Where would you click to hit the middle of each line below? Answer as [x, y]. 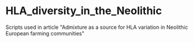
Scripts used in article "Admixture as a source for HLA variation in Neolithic [97, 27]
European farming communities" [45, 33]
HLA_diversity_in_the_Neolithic [84, 11]
